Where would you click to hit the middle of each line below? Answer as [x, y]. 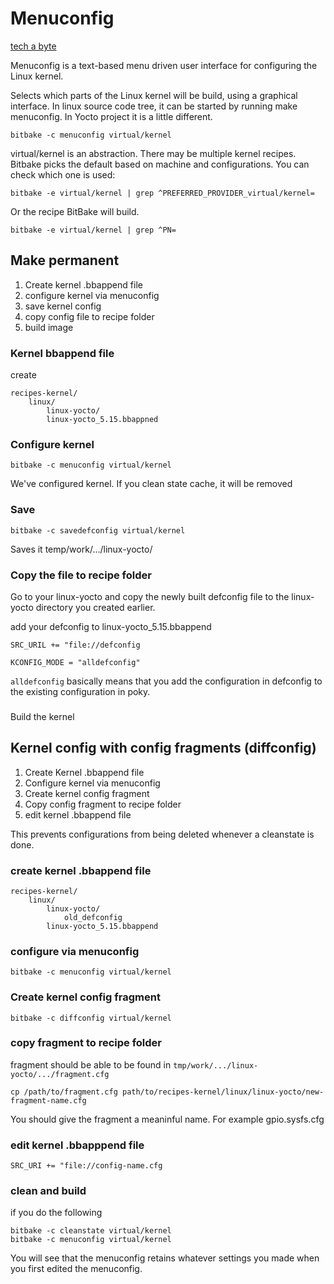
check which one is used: [63, 174]
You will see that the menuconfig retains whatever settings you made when [165, 1258]
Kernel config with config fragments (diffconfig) [163, 748]
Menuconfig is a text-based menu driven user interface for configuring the [164, 65]
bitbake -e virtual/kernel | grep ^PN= [93, 230]
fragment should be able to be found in [91, 1064]
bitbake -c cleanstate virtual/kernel [91, 1231]
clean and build [48, 1191]
